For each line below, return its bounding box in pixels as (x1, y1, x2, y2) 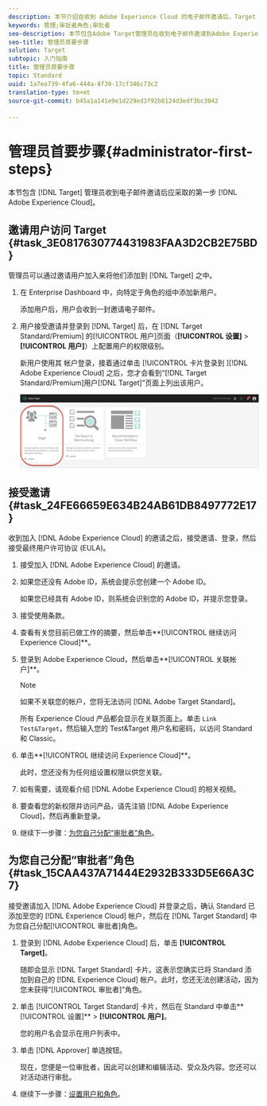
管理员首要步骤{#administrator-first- (8, 143, 253, 161)
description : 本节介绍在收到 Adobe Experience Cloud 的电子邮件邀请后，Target (8, 13, 257, 21)
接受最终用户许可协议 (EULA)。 (8, 543, 110, 552)
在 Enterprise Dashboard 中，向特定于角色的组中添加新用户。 (19, 287, 221, 297)
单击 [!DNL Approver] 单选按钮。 (19, 1045, 127, 1054)
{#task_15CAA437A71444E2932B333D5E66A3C (8, 866, 255, 880)
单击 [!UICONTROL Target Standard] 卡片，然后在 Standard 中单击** (19, 1001, 244, 1011)
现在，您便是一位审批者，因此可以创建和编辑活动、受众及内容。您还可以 (19, 1062, 257, 1072)
